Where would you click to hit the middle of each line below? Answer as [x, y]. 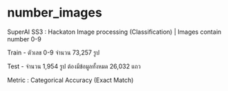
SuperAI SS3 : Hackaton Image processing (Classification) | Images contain [114, 32]
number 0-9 [24, 39]
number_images [55, 13]
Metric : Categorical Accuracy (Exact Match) [70, 80]
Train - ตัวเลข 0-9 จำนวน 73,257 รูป [54, 52]
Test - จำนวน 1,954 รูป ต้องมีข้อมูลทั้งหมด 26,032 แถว [74, 66]
